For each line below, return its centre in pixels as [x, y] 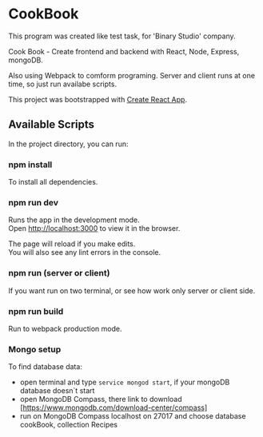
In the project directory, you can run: [68, 144]
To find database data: [45, 367]
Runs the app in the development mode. [74, 220]
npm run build [36, 311]
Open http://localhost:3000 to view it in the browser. [94, 228]
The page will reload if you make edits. [72, 244]
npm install [30, 165]
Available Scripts [51, 125]
